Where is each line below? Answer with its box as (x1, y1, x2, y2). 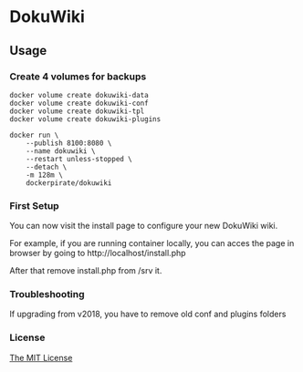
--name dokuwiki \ (26, 146, 96, 156)
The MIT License (9, 352, 73, 363)
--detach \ (26, 162, 68, 171)
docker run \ (9, 130, 59, 139)
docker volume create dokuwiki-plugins (9, 114, 162, 124)
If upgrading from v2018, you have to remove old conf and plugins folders (9, 308, 287, 320)
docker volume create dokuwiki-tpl (9, 107, 145, 116)
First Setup (9, 199, 59, 212)
